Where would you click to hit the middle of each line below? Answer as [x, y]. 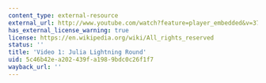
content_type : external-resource [63, 15]
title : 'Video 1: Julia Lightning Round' [78, 52]
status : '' [26, 45]
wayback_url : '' [35, 67]
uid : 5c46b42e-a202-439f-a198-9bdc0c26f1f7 [81, 60]
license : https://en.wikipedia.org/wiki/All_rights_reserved [111, 38]
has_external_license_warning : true [68, 30]
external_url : [32, 23]
